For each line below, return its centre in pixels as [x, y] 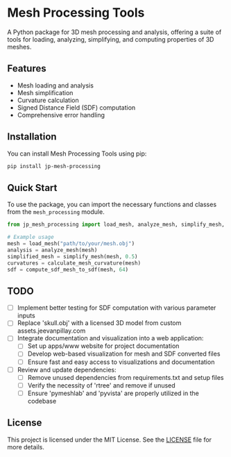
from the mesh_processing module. [56, 212]
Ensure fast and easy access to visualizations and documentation [121, 362]
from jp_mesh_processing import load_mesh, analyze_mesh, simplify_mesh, [116, 225]
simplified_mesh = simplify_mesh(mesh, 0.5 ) [72, 256]
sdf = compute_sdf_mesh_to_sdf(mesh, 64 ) [68, 269]
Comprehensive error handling [61, 115]
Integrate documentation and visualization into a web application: [110, 338]
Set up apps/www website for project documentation [103, 346]
